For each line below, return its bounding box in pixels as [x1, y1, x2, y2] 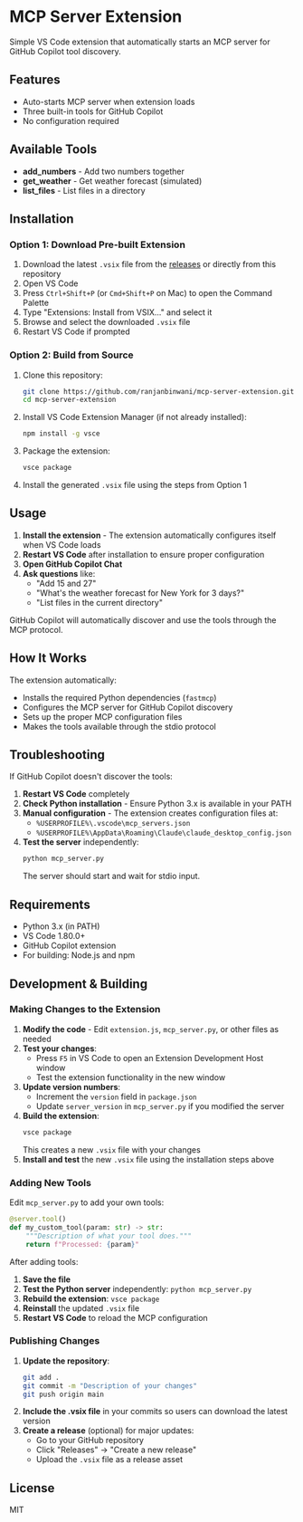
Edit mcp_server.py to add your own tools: [9, 1197, 165, 1208]
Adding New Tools [9, 1176, 92, 1189]
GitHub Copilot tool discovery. [9, 45, 122, 56]
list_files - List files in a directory [22, 185, 147, 196]
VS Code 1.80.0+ [22, 931, 86, 942]
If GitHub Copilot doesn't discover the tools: [9, 771, 174, 782]
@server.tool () [9, 1215, 67, 1224]
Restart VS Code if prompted [22, 326, 131, 337]
